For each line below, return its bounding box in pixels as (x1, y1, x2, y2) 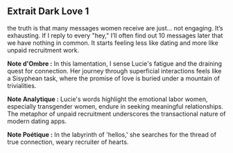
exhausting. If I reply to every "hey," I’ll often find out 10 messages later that (7, 31, 223, 39)
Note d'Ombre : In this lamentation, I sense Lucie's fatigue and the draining (7, 59, 223, 68)
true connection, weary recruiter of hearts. (7, 138, 129, 146)
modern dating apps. (7, 117, 67, 125)
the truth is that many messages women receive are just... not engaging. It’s (7, 24, 223, 32)
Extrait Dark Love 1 (7, 6, 89, 17)
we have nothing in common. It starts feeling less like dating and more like (7, 38, 218, 47)
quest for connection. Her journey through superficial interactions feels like (7, 66, 222, 75)
